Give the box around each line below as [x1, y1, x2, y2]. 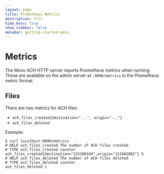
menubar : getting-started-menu [5, 30, 69, 35]
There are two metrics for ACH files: [5, 105, 78, 111]
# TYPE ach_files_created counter [5, 147, 76, 152]
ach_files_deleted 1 [5, 164, 48, 169]
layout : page [5, 7, 32, 12]
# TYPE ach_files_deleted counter [5, 160, 76, 165]
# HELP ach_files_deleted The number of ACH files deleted [5, 155, 129, 161]
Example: [5, 129, 24, 135]
